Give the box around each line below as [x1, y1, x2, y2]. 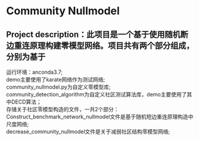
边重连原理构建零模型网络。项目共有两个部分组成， [6, 40, 194, 51]
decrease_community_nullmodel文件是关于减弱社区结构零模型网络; [6, 128, 170, 135]
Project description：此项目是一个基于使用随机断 [6, 29, 189, 39]
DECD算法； [11, 98, 42, 105]
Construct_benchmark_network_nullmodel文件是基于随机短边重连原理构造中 [6, 113, 194, 120]
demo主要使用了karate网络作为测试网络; [6, 76, 105, 83]
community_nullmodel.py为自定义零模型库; [6, 83, 111, 90]
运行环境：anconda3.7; [6, 68, 63, 76]
